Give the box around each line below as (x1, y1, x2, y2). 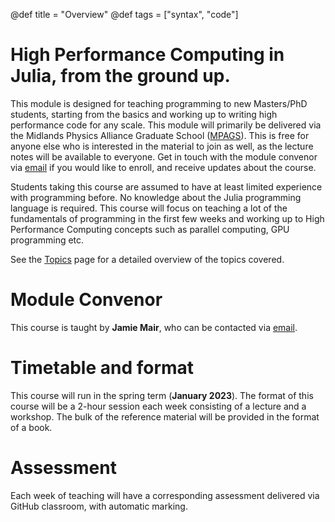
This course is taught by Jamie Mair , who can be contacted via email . (10, 321, 298, 333)
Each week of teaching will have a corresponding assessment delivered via (10, 489, 320, 501)
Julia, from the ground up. (10, 65, 231, 88)
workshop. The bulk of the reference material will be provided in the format (10, 410, 320, 423)
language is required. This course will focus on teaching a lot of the (10, 202, 288, 214)
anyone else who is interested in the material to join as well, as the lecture (10, 140, 314, 152)
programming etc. (10, 234, 85, 246)
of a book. (10, 421, 53, 433)
